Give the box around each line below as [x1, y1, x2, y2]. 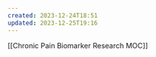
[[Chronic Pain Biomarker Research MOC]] [7, 40, 149, 50]
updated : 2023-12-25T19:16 [7, 19, 98, 27]
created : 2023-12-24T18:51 [7, 11, 98, 20]
